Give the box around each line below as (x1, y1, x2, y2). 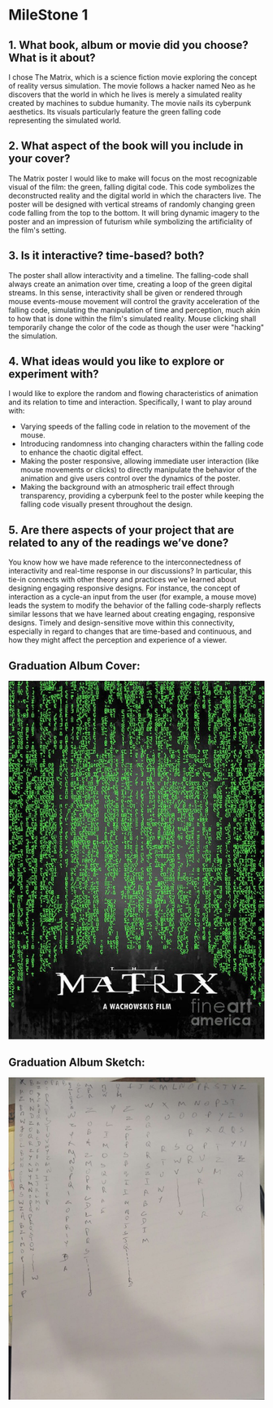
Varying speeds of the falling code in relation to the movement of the (19, 421, 250, 432)
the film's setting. (8, 225, 67, 235)
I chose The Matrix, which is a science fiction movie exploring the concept (8, 72, 258, 82)
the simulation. (8, 331, 58, 341)
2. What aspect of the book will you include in (8, 139, 244, 153)
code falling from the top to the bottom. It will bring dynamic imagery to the (8, 207, 260, 217)
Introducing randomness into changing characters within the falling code (19, 439, 264, 449)
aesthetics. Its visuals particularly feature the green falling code (8, 107, 222, 116)
